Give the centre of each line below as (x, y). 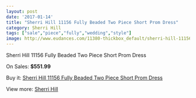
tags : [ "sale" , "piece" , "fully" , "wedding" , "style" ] (69, 33)
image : (14, 38)
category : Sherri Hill (34, 28)
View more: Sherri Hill (32, 89)
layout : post (22, 11)
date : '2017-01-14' (30, 17)
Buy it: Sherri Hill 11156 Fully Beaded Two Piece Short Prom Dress (85, 78)
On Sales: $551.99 (28, 66)
